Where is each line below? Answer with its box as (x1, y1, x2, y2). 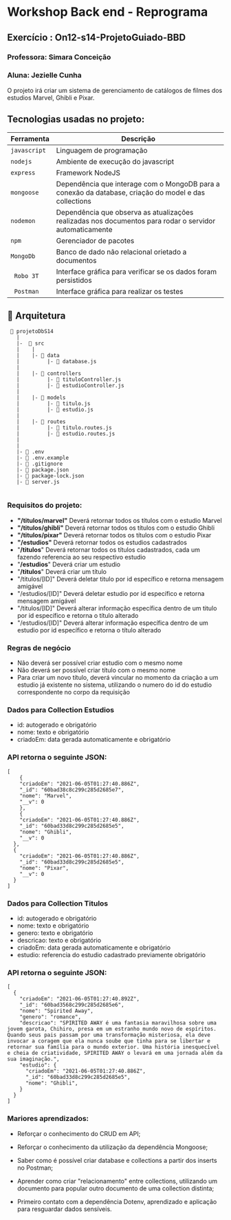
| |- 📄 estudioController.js (16, 383, 125, 389)
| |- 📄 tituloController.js (16, 376, 122, 383)
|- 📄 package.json (16, 467, 69, 473)
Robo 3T (14, 272, 39, 279)
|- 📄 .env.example (16, 455, 69, 462)
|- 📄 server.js (16, 479, 60, 486)
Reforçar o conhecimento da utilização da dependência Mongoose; (16, 1143, 208, 1151)
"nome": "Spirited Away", (19, 1007, 94, 1015)
